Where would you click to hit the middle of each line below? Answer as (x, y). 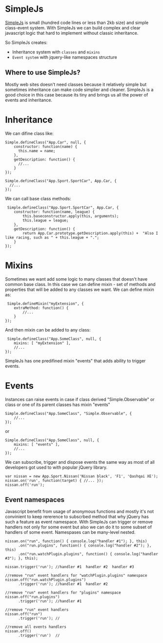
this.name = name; (37, 151)
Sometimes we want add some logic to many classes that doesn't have (76, 279)
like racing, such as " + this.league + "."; (52, 238)
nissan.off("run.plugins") (32, 597)
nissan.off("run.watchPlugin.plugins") (46, 580)
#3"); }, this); (21, 559)
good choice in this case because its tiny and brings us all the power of (77, 95)
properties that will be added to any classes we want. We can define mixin (80, 289)
